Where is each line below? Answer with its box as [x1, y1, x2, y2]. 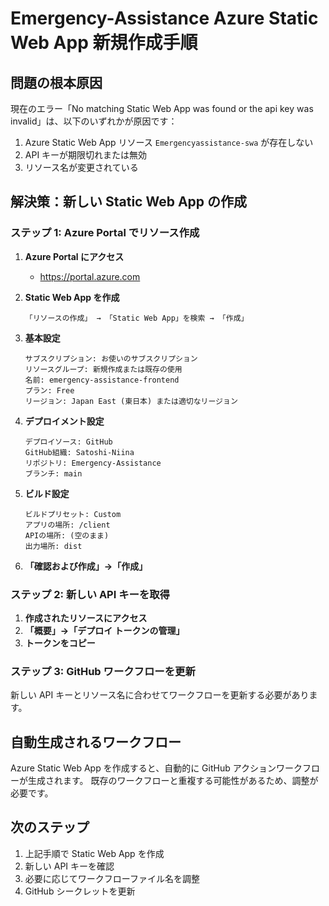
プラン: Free [24, 385, 75, 396]
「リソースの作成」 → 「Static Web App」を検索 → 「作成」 [24, 313, 249, 323]
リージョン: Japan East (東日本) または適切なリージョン [24, 396, 238, 406]
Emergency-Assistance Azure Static [10, 7, 319, 30]
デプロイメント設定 [24, 415, 105, 427]
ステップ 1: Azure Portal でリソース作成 [10, 226, 200, 240]
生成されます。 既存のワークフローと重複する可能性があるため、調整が [27, 775, 319, 787]
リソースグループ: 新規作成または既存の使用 [24, 364, 183, 374]
